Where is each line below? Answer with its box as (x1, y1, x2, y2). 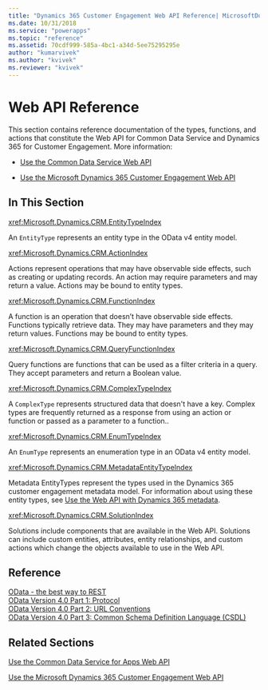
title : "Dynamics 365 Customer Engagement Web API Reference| (8, 11, 219, 20)
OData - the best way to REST (8, 587, 107, 596)
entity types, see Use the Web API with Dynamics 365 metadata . (8, 495, 221, 505)
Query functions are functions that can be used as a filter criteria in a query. (8, 359, 258, 369)
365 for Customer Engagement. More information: (8, 142, 173, 151)
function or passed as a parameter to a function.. (8, 416, 169, 425)
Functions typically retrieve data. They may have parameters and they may (8, 320, 254, 329)
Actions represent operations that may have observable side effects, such (8, 263, 251, 273)
